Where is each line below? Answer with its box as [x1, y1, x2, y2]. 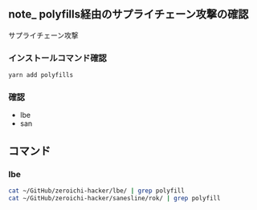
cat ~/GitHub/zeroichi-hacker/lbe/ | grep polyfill [8, 187, 185, 195]
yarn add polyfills [8, 71, 74, 79]
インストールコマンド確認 [8, 52, 107, 63]
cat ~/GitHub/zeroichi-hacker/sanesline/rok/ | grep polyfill [8, 194, 221, 202]
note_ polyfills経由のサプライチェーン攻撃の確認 [8, 7, 249, 22]
